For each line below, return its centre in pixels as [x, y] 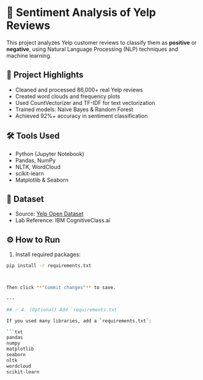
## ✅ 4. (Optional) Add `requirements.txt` [63, 309]
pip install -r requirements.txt [49, 266]
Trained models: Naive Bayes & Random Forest [74, 109]
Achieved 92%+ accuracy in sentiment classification [81, 115]
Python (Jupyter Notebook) [50, 153]
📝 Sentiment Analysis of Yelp [81, 13]
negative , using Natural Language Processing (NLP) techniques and [92, 49]
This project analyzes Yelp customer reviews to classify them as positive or [102, 42]
